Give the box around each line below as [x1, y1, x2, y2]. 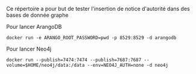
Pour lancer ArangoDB [6, 23, 62, 30]
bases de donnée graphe [6, 11, 69, 19]
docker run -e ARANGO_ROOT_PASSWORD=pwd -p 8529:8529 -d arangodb [6, 35, 177, 41]
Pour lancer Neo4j [6, 45, 52, 52]
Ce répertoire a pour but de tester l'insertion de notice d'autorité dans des [6, 5, 190, 12]
